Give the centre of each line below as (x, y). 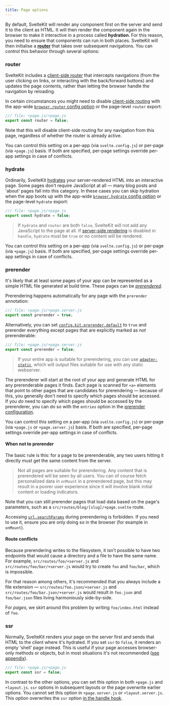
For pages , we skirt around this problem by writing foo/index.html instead (82, 607)
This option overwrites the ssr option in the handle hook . (64, 698)
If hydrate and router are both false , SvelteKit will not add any (82, 225)
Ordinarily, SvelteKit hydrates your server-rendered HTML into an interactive (84, 180)
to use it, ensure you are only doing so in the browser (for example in (77, 522)
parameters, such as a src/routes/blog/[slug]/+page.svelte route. (75, 507)
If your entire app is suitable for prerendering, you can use (78, 359)
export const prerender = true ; (39, 315)
